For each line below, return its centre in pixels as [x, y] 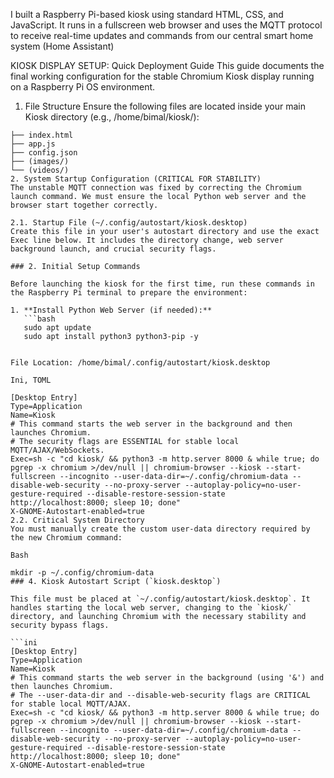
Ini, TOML [31, 380]
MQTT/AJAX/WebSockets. [57, 450]
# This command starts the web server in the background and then [151, 424]
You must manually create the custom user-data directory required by [160, 529]
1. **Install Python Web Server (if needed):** [111, 310]
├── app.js [33, 144]
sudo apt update [57, 328]
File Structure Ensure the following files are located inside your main [165, 106]
